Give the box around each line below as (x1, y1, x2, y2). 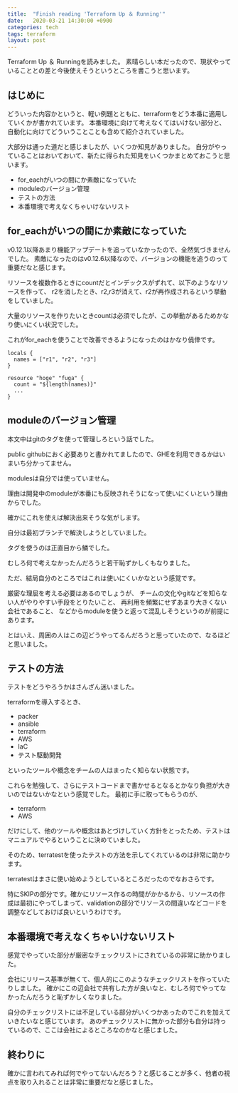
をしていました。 (7, 296, 58, 304)
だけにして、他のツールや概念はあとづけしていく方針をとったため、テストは (7, 826, 231, 835)
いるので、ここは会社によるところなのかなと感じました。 (13, 1026, 182, 1035)
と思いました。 (7, 640, 51, 648)
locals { (7, 349, 33, 356)
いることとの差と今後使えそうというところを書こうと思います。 (7, 66, 194, 75)
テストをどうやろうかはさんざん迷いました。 (7, 682, 139, 692)
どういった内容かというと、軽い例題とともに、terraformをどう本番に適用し (7, 109, 228, 118)
